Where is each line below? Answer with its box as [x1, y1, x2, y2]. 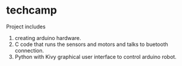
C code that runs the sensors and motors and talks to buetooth [14, 41, 168, 48]
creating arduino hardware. [14, 34, 81, 41]
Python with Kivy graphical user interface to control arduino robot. [14, 53, 177, 60]
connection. [14, 47, 44, 54]
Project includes [6, 23, 46, 30]
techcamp [6, 4, 58, 17]
